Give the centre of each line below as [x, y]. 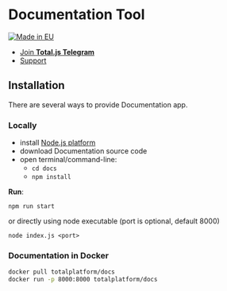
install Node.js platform [58, 143]
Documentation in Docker [59, 255]
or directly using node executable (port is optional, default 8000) [114, 221]
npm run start [32, 207]
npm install [51, 177]
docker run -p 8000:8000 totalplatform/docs [83, 280]
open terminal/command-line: [68, 160]
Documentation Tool [77, 15]
